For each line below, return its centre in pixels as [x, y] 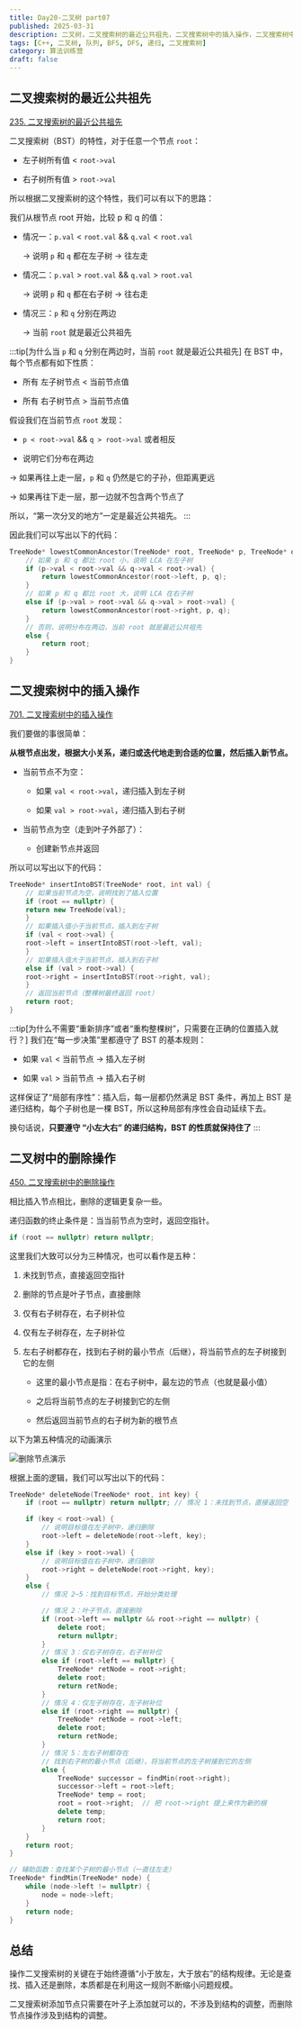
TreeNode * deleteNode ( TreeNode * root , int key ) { [104, 1495]
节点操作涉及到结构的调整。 [61, 2015]
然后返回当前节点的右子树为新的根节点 [107, 1420]
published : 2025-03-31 [52, 26]
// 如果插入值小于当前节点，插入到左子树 [92, 927]
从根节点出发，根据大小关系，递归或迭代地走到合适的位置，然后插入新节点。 [151, 752]
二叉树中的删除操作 [62, 1159]
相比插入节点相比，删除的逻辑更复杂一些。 [88, 1201]
